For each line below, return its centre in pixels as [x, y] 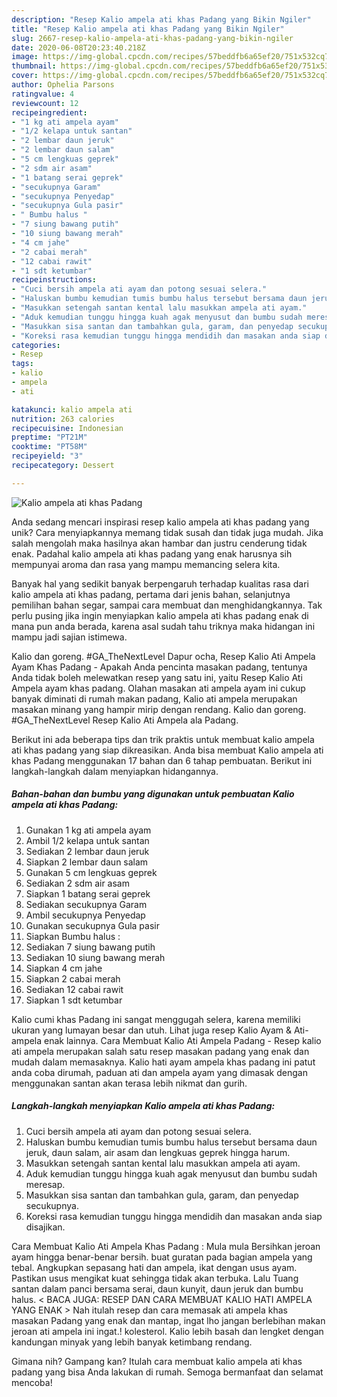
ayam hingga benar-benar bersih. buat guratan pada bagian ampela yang [162, 1257]
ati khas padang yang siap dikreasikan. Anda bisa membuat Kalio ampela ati [167, 750]
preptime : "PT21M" [49, 437]
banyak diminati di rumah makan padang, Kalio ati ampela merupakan [154, 698]
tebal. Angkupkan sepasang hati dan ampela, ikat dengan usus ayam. [154, 1267]
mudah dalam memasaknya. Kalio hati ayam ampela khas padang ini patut [163, 1062]
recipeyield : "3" [47, 456]
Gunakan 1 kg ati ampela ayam [88, 830]
